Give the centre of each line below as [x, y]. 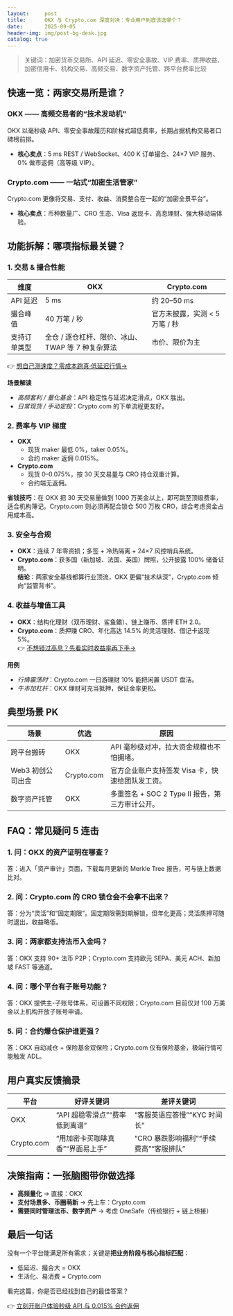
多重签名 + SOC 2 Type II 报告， [162, 793]
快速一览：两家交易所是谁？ [67, 93]
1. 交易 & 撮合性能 [36, 268]
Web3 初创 [28, 770]
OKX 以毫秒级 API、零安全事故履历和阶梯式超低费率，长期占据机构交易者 [111, 130]
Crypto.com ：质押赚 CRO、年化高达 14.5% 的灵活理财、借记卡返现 [113, 630]
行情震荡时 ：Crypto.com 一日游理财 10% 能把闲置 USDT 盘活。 [107, 679]
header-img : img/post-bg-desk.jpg [57, 33]
